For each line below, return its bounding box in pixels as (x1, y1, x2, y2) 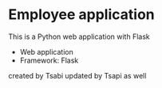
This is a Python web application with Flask (8, 32, 150, 41)
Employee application (8, 6, 155, 24)
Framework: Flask (19, 55, 79, 65)
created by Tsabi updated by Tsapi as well (8, 71, 147, 80)
